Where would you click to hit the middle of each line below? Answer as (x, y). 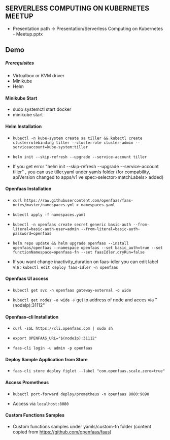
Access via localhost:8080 (41, 403)
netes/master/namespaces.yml (43, 205)
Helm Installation (24, 126)
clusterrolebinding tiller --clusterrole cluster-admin (73, 143)
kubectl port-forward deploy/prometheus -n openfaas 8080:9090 (81, 394)
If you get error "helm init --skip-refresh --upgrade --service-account (86, 166)
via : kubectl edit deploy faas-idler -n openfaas (65, 267)
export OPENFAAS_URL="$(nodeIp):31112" (55, 338)
